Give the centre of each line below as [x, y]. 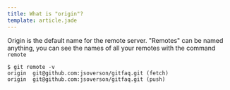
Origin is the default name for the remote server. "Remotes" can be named [115, 40]
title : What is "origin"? [45, 14]
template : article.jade [42, 20]
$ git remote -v [31, 67]
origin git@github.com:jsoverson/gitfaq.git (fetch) [88, 73]
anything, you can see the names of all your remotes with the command [111, 48]
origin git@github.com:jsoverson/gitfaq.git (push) [86, 79]
